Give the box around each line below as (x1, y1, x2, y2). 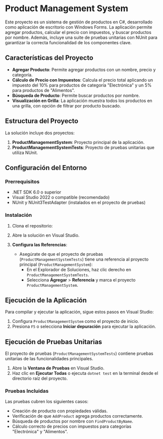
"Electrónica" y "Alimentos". (12, 429, 68, 435)
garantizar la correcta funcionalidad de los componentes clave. (5, 39, 132, 45)
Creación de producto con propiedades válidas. (12, 408, 108, 414)
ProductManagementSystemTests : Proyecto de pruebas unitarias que (12, 144, 155, 150)
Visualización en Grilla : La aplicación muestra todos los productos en (12, 98, 152, 104)
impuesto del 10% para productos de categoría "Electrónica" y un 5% (12, 82, 152, 88)
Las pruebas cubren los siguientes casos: (5, 399, 89, 404)
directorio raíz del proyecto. (12, 375, 68, 382)
